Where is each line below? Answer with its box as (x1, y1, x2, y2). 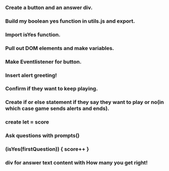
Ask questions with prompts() (5, 132, 80, 139)
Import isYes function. (5, 31, 61, 38)
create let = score (5, 119, 49, 126)
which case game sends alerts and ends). (5, 105, 109, 112)
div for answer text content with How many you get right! (5, 159, 148, 166)
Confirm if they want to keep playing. (5, 85, 98, 92)
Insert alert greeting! (5, 72, 57, 79)
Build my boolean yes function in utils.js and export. (5, 17, 135, 24)
